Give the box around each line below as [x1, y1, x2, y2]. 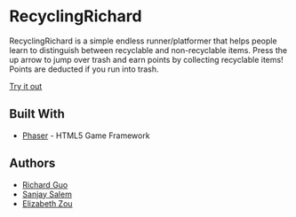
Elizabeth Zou [21, 198, 73, 209]
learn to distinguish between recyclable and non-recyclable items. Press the [9, 44, 287, 55]
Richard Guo [21, 179, 68, 190]
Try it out [9, 81, 43, 91]
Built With [9, 106, 65, 121]
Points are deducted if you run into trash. [9, 64, 159, 74]
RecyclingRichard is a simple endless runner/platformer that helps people [9, 35, 277, 46]
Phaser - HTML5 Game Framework [21, 130, 150, 141]
